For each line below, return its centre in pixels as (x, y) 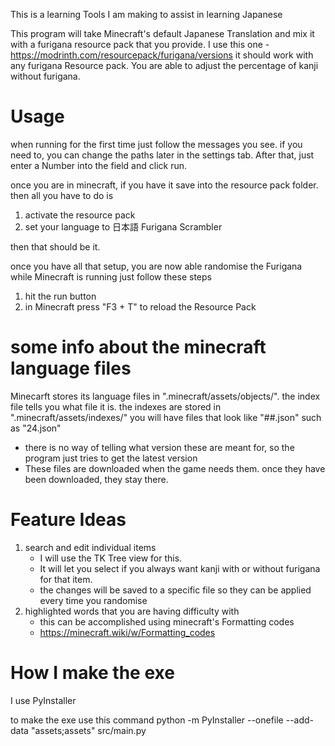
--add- (300, 720)
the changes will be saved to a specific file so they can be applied (175, 590)
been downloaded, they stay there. (96, 479)
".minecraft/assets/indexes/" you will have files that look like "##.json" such (166, 417)
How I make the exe (92, 673)
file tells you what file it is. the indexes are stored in (116, 406)
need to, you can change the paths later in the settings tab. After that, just (162, 155)
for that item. (66, 579)
